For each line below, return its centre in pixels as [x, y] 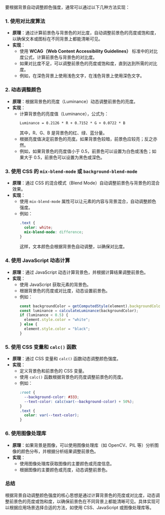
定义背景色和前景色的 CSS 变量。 [53, 371]
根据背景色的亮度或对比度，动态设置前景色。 [65, 290]
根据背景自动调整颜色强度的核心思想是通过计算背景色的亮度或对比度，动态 [80, 495]
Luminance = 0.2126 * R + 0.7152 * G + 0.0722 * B [72, 123]
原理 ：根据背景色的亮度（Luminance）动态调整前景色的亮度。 [75, 101]
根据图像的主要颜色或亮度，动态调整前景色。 [65, 470]
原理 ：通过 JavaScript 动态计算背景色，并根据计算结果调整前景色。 [80, 272]
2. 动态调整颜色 [23, 90]
